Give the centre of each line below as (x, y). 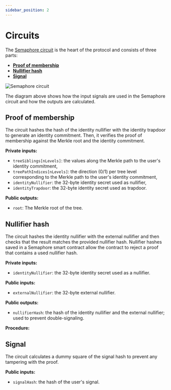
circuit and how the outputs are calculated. (50, 101)
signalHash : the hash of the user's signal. (56, 382)
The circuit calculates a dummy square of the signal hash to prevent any (81, 357)
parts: (12, 55)
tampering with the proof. (32, 362)
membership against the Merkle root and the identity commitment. (75, 141)
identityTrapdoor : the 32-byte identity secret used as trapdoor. (80, 188)
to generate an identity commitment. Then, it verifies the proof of (74, 135)
